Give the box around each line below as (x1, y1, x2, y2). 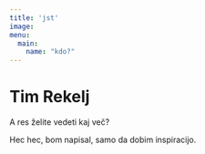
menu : (9, 30, 30, 39)
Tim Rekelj (9, 87, 90, 108)
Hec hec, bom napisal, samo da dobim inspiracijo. (9, 134, 197, 146)
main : (17, 38, 39, 48)
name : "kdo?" (26, 47, 76, 56)
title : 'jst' (9, 13, 59, 23)
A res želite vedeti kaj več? (9, 117, 110, 128)
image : (9, 22, 35, 31)
